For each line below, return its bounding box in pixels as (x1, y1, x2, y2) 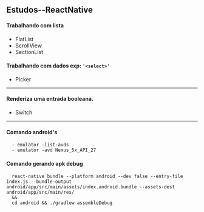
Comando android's (6, 128, 58, 135)
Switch (15, 109, 33, 116)
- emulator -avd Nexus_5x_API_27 (12, 147, 97, 154)
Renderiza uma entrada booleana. (6, 95, 94, 103)
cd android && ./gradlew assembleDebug (12, 200, 113, 206)
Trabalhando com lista (6, 21, 64, 29)
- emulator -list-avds (12, 142, 69, 148)
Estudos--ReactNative (6, 5, 93, 15)
